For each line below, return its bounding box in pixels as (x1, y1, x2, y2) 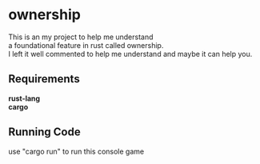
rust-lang (8, 94, 41, 103)
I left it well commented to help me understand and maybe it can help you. (8, 49, 253, 58)
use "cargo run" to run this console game (8, 146, 145, 156)
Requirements (8, 72, 80, 86)
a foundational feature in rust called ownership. (8, 40, 164, 50)
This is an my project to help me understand (8, 32, 154, 42)
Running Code (8, 126, 82, 139)
